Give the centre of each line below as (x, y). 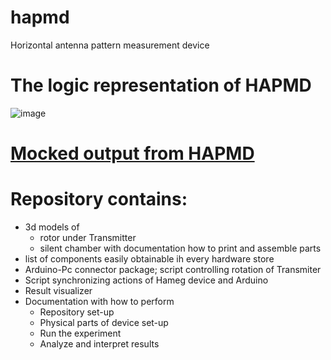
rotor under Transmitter (88, 237)
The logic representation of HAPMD (161, 85)
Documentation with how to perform (99, 301)
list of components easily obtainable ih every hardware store (149, 259)
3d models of (52, 227)
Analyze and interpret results (99, 344)
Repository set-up (77, 312)
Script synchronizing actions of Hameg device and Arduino (146, 280)
